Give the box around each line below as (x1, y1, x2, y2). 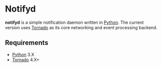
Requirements (5, 39, 48, 47)
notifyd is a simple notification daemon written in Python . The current (5, 19, 144, 25)
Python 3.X (12, 51, 35, 57)
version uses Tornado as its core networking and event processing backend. (5, 24, 158, 30)
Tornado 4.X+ (12, 57, 40, 63)
